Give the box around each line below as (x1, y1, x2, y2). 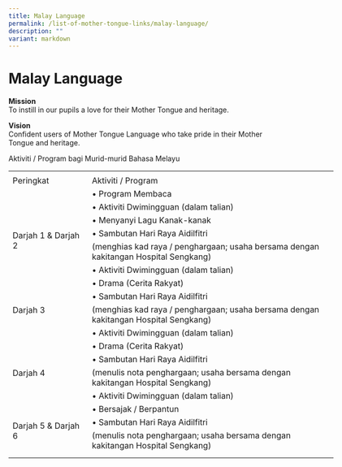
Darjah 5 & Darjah (12, 420, 80, 431)
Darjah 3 (12, 305, 45, 316)
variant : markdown (8, 34, 71, 43)
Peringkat (12, 175, 50, 187)
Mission (8, 97, 37, 106)
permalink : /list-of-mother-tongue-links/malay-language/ (8, 19, 209, 28)
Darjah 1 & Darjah (12, 230, 80, 241)
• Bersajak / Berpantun (92, 404, 180, 415)
